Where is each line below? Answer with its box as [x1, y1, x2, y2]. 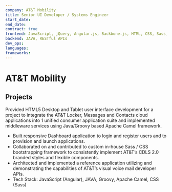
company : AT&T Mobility [5, 7, 56, 13]
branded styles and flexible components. [12, 154, 99, 160]
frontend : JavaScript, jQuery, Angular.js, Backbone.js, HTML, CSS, [5, 31, 155, 36]
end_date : [5, 22, 27, 27]
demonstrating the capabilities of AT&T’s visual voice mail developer [12, 165, 157, 172]
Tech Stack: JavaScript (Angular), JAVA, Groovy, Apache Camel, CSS [12, 176, 159, 182]
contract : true [5, 27, 38, 32]
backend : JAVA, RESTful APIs [5, 36, 68, 41]
